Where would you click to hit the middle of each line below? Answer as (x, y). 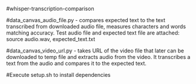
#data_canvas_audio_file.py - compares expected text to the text (86, 20)
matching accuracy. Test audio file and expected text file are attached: (93, 33)
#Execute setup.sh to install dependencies (58, 75)
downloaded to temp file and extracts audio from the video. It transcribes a (98, 57)
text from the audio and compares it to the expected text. (76, 63)
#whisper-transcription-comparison (50, 9)
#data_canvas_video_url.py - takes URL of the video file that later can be (95, 51)
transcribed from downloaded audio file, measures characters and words (96, 27)
